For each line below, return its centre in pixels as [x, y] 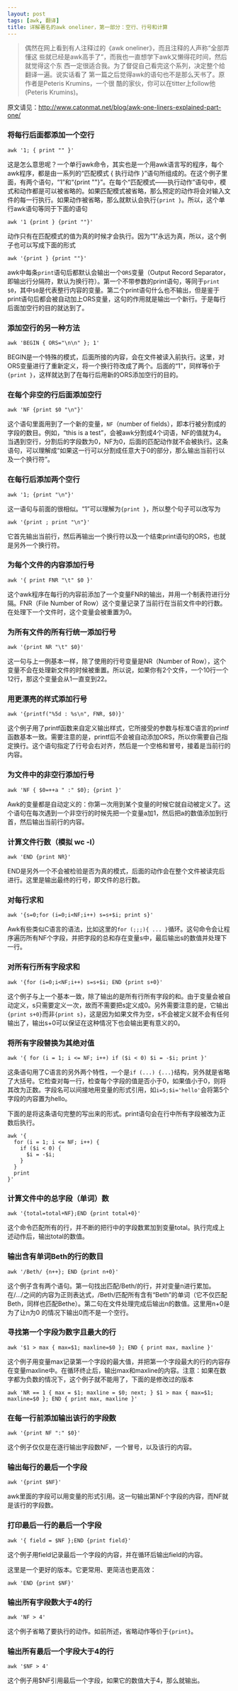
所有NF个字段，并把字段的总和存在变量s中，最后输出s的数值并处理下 [126, 938]
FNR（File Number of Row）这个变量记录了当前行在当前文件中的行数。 [123, 603]
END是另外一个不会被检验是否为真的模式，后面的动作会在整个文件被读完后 [116, 871]
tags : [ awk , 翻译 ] [33, 21]
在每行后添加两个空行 [44, 480]
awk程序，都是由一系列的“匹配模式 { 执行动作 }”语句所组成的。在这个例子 [114, 173]
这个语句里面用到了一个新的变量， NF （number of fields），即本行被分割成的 [117, 424]
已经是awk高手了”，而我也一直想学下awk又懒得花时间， [133, 57]
